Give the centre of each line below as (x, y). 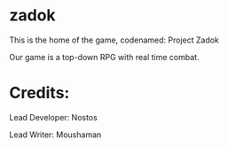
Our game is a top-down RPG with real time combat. (104, 57)
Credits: (39, 93)
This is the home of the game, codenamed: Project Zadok (114, 40)
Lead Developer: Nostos (53, 117)
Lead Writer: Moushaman (55, 135)
